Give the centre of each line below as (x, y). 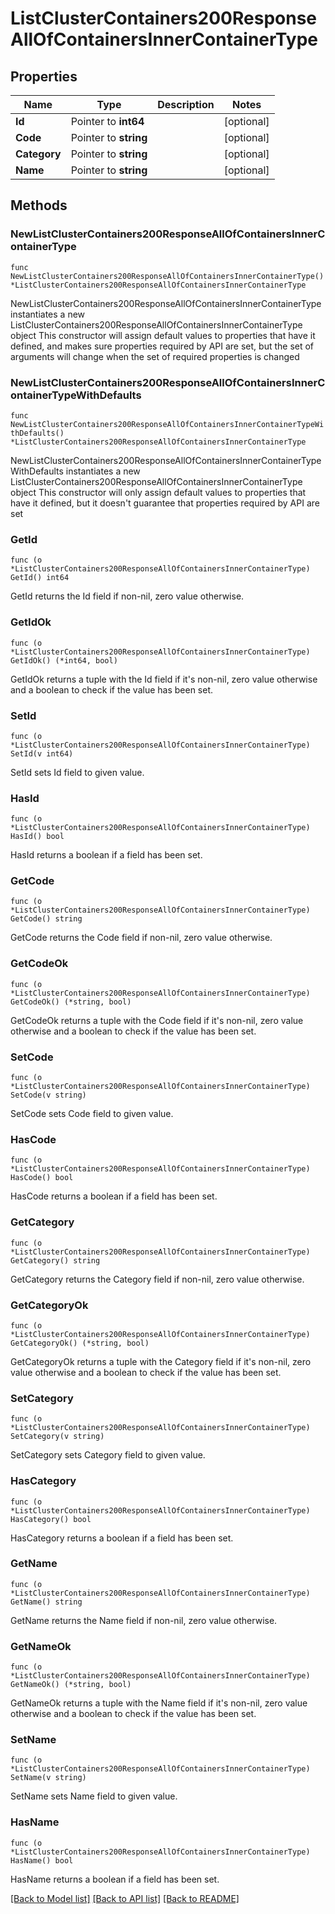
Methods (39, 205)
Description (186, 104)
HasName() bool (42, 1860)
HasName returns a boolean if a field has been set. (115, 1879)
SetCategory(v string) (57, 1437)
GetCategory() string (55, 1260)
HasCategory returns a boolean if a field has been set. (122, 1538)
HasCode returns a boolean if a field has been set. (114, 1196)
